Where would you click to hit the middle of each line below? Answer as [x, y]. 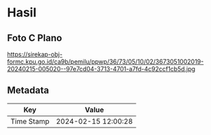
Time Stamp [30, 121]
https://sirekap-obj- [35, 54]
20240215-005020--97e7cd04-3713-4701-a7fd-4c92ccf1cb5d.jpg [101, 69]
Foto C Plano [35, 38]
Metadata [28, 90]
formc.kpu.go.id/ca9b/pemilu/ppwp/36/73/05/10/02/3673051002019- [105, 62]
